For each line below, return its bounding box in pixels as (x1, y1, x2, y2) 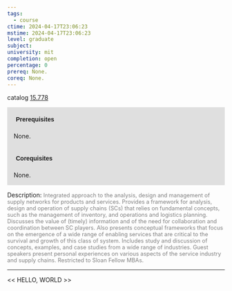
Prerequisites (16, 116, 55, 123)
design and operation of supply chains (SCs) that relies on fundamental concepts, (7, 205, 220, 212)
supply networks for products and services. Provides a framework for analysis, (7, 198, 213, 206)
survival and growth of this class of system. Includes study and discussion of (7, 237, 208, 245)
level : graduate (7, 36, 54, 43)
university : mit (7, 49, 54, 56)
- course (13, 17, 39, 24)
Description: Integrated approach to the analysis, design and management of (7, 191, 211, 200)
